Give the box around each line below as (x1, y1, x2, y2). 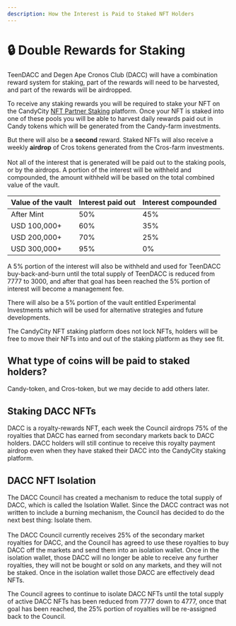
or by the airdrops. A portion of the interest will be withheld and (7, 166, 192, 174)
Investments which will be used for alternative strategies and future (7, 306, 203, 314)
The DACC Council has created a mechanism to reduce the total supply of (7, 493, 223, 502)
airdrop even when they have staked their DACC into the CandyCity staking (7, 446, 226, 455)
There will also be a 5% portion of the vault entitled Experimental (7, 298, 196, 306)
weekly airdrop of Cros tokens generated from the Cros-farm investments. (7, 143, 225, 151)
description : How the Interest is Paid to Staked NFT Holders (7, 10, 194, 18)
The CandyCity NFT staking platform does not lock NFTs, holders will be (7, 327, 218, 335)
